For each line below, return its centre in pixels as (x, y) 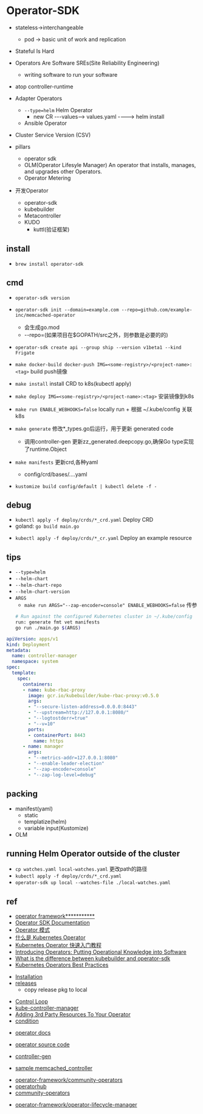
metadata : (19, 650)
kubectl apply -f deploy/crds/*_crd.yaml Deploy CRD (84, 520)
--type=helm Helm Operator (58, 110)
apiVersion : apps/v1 (33, 639)
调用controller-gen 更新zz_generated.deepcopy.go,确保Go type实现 (109, 441)
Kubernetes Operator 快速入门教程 (58, 945)
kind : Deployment (28, 644)
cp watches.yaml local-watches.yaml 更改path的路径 (81, 869)
